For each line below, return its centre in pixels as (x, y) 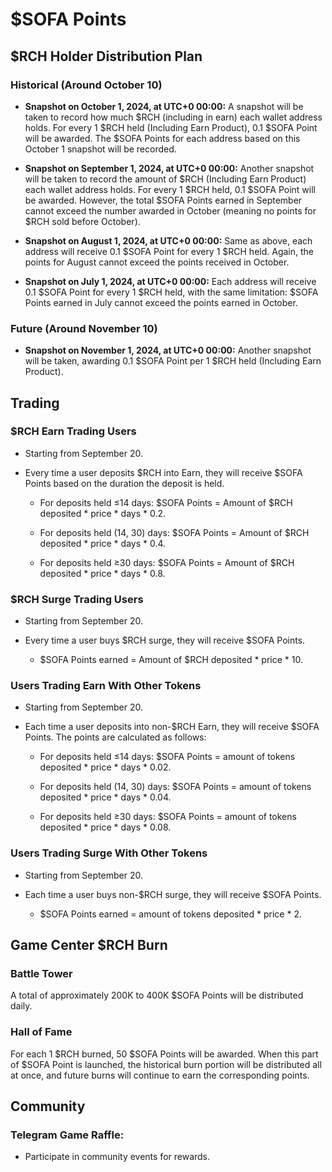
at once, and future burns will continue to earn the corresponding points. (160, 1075)
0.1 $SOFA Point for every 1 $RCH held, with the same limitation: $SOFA (171, 292)
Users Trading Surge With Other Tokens (109, 853)
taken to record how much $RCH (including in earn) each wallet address (173, 117)
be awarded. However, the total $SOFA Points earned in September (163, 200)
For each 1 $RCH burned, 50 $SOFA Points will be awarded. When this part (164, 1054)
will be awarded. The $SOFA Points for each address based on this (162, 138)
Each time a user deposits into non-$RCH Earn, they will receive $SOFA (172, 727)
